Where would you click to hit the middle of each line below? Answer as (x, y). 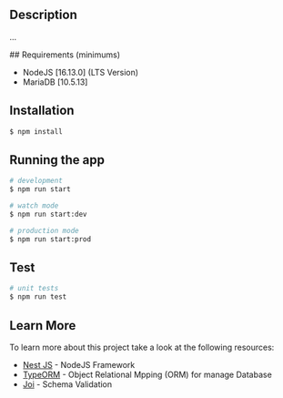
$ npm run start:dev (49, 214)
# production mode (44, 230)
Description (43, 15)
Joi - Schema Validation (67, 384)
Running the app (57, 160)
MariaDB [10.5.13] (55, 82)
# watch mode (34, 206)
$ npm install (36, 131)
